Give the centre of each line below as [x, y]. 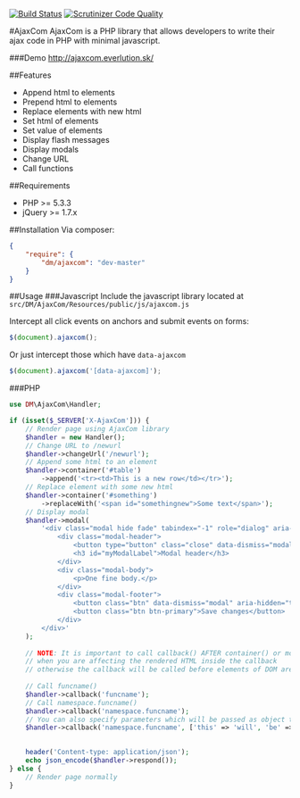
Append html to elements [69, 92]
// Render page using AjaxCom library [97, 428]
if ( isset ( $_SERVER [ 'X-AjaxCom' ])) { [79, 420]
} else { [25, 769]
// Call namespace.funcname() [82, 702]
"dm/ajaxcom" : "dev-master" [93, 262]
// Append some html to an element [92, 462]
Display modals [50, 149]
